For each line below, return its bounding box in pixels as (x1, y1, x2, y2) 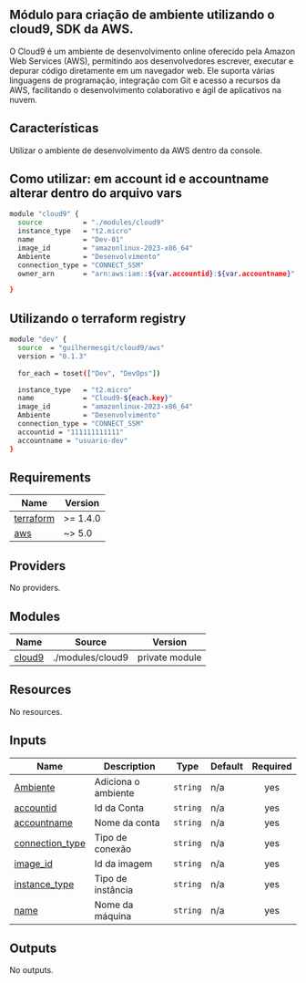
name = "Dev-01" (17, 235, 125, 244)
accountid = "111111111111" (17, 428, 125, 437)
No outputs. (9, 965, 54, 976)
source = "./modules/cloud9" (17, 218, 166, 227)
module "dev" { (9, 335, 67, 345)
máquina (94, 909, 132, 922)
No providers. (9, 583, 61, 594)
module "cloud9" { (9, 210, 79, 219)
